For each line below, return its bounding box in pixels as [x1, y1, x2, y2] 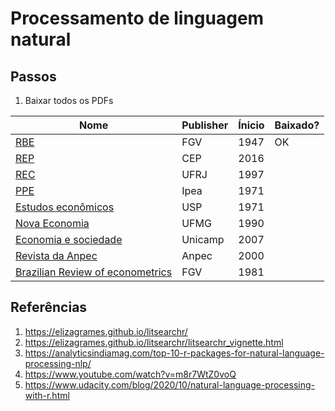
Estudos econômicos [15, 200, 115, 214]
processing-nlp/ [24, 357, 92, 369]
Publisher [181, 118, 229, 132]
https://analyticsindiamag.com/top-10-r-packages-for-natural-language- [24, 347, 325, 359]
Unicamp [181, 233, 225, 246]
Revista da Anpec [15, 249, 98, 262]
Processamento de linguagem [10, 7, 265, 30]
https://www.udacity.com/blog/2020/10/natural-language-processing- [24, 378, 315, 391]
